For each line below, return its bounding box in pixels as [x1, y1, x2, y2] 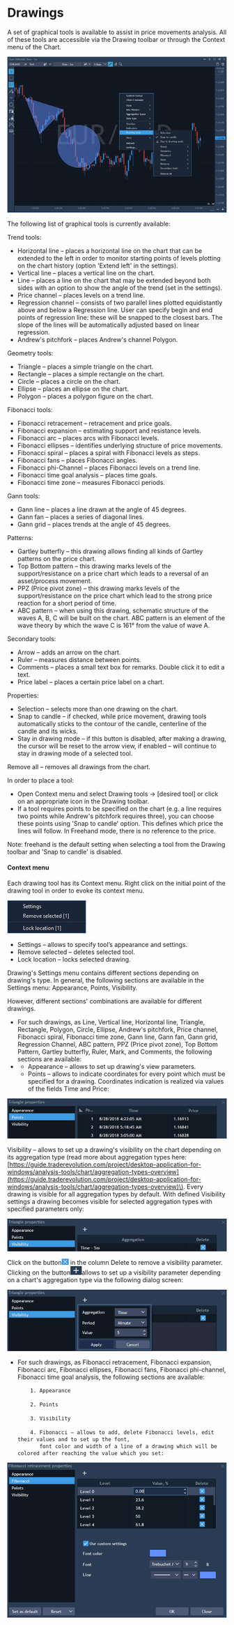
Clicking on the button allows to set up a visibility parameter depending [7, 1268, 221, 1277]
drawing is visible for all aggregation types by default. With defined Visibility [7, 1190, 226, 1199]
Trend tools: [7, 233, 42, 241]
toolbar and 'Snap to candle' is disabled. [7, 847, 123, 856]
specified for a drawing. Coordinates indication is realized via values [27, 1077, 224, 1085]
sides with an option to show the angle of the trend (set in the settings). [17, 284, 223, 292]
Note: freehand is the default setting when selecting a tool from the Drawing [7, 840, 226, 848]
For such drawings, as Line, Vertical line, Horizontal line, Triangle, [17, 1017, 205, 1026]
